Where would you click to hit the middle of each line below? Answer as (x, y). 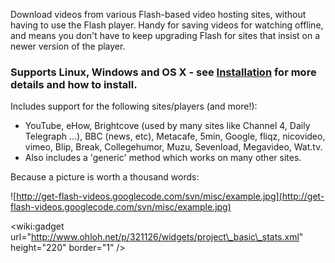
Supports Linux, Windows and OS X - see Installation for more (163, 72)
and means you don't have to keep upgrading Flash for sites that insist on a (165, 35)
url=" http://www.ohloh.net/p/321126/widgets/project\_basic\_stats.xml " (157, 237)
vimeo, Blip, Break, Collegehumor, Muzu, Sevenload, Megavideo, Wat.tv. (173, 147)
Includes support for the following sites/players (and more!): (134, 106)
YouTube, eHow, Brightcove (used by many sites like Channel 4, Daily (167, 126)
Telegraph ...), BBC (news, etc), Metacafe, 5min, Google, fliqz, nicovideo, (175, 136)
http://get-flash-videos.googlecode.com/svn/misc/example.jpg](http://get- (170, 196)
